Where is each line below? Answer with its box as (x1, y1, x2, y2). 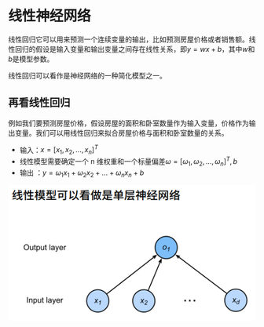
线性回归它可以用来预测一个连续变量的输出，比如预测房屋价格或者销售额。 (8, 35, 249, 44)
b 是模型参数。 (8, 54, 54, 64)
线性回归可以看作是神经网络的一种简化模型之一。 (8, 71, 167, 80)
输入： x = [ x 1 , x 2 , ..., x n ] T (19, 144, 98, 157)
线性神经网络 (8, 7, 92, 25)
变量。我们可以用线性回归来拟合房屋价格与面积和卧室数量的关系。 (14, 128, 229, 137)
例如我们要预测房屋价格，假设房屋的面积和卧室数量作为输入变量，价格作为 (8, 118, 249, 128)
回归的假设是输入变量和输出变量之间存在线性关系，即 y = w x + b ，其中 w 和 (14, 44, 255, 53)
